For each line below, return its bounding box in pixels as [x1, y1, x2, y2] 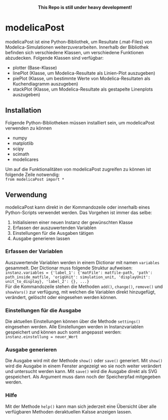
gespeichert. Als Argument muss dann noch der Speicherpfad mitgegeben [5, 374, 161, 380]
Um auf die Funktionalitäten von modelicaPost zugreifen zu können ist [5, 166, 151, 172]
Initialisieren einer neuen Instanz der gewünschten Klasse [12, 219, 133, 225]
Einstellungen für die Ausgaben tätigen [12, 230, 94, 236]
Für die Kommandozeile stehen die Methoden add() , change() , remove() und [5, 283, 163, 289]
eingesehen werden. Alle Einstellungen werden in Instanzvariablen [5, 324, 144, 330]
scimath [12, 151, 29, 157]
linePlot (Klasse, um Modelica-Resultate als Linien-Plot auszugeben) [12, 70, 155, 76]
